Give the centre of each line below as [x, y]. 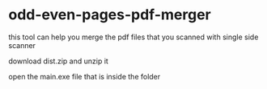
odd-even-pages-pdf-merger [110, 15]
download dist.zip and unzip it [59, 61]
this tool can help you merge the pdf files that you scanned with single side [133, 37]
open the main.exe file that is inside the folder [85, 76]
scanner [22, 45]
